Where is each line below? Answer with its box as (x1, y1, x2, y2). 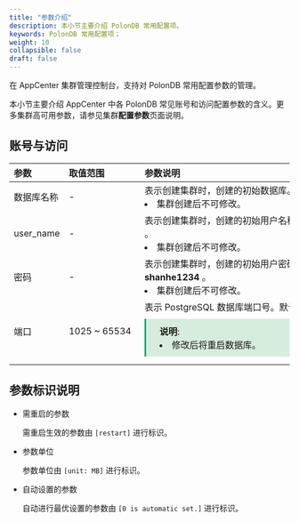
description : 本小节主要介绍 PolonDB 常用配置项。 (9, 21, 184, 30)
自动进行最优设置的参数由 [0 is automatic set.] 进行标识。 (21, 502, 244, 513)
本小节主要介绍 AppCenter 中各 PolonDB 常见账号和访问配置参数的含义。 (9, 99, 277, 109)
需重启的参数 (21, 408, 69, 419)
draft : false (9, 54, 58, 63)
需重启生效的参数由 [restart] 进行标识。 (21, 427, 173, 438)
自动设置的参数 (21, 484, 77, 494)
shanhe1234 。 (143, 270, 212, 283)
